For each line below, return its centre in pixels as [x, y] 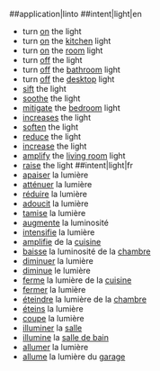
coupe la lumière [53, 318]
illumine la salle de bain [66, 337]
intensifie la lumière [58, 232]
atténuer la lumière [57, 184]
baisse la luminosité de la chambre [86, 251]
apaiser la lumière [55, 175]
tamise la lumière [54, 213]
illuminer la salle [52, 328]
